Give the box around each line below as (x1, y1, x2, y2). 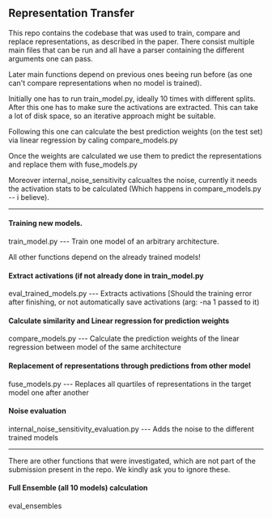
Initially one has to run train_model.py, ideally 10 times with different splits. (8, 93, 256, 104)
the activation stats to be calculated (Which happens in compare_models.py (8, 184, 261, 193)
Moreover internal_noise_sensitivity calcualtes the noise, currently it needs (8, 175, 257, 185)
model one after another (8, 388, 89, 397)
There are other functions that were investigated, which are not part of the (8, 456, 257, 465)
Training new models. (8, 219, 83, 228)
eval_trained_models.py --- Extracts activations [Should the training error (8, 289, 253, 299)
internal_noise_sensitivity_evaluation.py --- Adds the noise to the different (8, 424, 255, 434)
